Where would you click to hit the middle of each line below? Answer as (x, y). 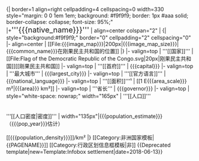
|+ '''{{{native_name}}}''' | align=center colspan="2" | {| (86, 30)
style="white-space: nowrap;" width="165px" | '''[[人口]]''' (79, 96)
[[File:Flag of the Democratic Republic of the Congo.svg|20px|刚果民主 (94, 59)
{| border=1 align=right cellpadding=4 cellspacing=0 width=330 (85, 9)
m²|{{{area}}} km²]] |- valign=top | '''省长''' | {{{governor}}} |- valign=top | (98, 89)
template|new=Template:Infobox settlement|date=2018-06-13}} (85, 152)
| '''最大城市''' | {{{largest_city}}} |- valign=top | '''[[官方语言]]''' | (86, 74)
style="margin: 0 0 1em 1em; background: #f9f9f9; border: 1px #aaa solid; (97, 16)
